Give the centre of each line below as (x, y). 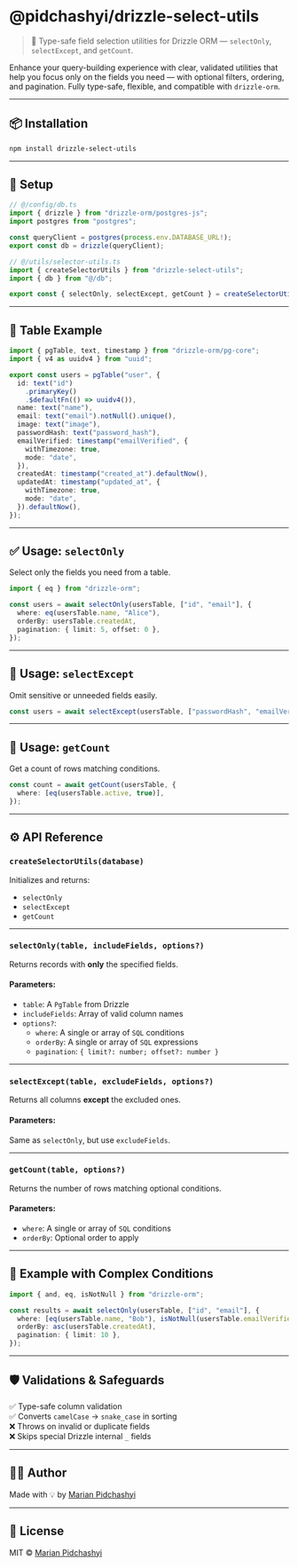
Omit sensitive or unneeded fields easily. (83, 695)
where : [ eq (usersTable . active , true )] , (91, 793)
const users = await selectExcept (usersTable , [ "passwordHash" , (130, 712)
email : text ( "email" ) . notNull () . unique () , (97, 416)
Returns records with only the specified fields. (94, 964)
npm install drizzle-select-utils (73, 148)
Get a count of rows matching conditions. (85, 768)
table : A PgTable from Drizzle (75, 1004)
